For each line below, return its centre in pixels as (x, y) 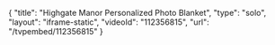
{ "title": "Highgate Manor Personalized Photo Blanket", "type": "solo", (137, 13)
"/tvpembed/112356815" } (56, 31)
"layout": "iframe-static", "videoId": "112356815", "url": (109, 22)
